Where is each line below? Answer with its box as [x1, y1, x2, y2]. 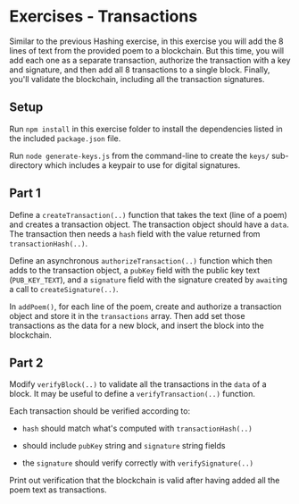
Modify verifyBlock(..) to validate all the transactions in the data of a [9, 379, 267, 390]
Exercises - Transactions [9, 6, 198, 27]
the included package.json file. [9, 132, 121, 144]
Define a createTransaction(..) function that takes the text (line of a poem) [9, 209, 287, 220]
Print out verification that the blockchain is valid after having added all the [9, 475, 280, 486]
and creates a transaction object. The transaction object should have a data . [9, 219, 290, 230]
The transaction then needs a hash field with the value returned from [9, 228, 261, 239]
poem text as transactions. [9, 484, 107, 495]
